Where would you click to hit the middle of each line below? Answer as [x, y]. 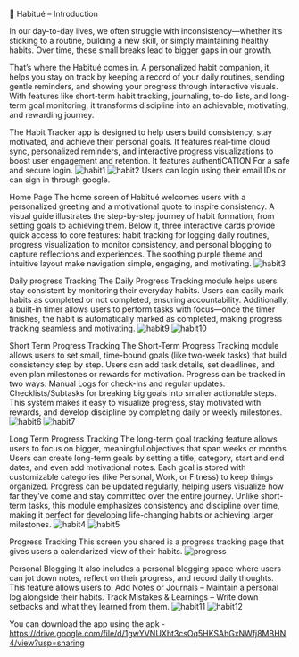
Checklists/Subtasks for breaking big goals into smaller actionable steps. [143, 393]
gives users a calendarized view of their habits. [96, 551]
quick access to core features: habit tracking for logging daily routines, [139, 235]
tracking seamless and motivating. [72, 328]
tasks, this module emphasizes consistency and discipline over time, [154, 505]
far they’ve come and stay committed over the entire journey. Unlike [134, 496]
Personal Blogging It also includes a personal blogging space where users [145, 569]
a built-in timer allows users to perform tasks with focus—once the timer [142, 309]
